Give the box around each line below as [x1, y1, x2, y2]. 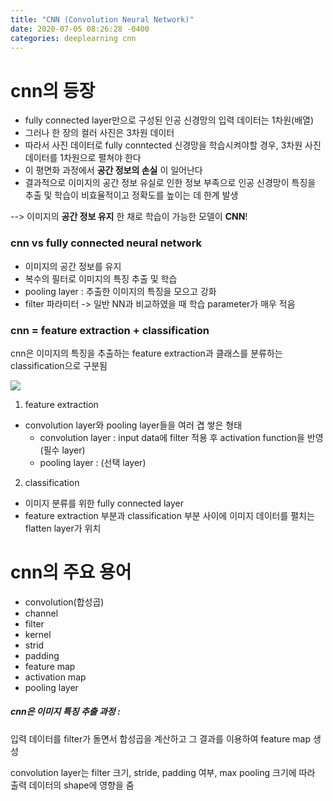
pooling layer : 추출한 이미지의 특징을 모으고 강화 [24, 285, 217, 297]
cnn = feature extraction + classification [10, 323, 210, 337]
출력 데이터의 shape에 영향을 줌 [10, 779, 135, 791]
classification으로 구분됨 [10, 359, 108, 371]
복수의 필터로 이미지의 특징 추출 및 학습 [24, 272, 178, 285]
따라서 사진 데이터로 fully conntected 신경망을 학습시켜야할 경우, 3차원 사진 [24, 139, 322, 151]
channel [24, 607, 59, 619]
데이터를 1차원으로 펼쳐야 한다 [24, 152, 142, 164]
